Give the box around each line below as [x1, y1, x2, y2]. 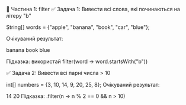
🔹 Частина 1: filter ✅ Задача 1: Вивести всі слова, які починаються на [6, 6, 181, 12]
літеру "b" [6, 12, 31, 19]
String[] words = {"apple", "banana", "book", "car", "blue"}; [6, 24, 150, 31]
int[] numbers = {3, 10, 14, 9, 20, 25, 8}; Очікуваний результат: [6, 81, 160, 88]
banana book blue [6, 47, 50, 53]
